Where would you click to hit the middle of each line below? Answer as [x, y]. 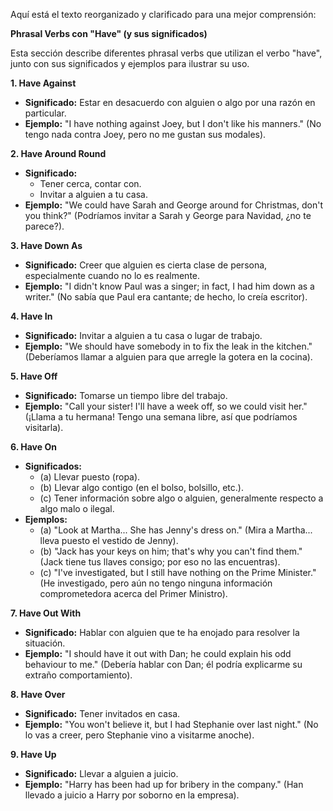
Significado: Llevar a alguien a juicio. [101, 773]
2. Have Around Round [58, 153]
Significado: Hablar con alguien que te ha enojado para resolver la [162, 632]
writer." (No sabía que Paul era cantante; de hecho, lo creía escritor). [166, 297]
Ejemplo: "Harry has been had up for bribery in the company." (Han [164, 784]
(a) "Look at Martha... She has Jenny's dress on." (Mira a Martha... [176, 530]
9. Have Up [33, 754]
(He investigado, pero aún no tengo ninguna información [156, 583]
